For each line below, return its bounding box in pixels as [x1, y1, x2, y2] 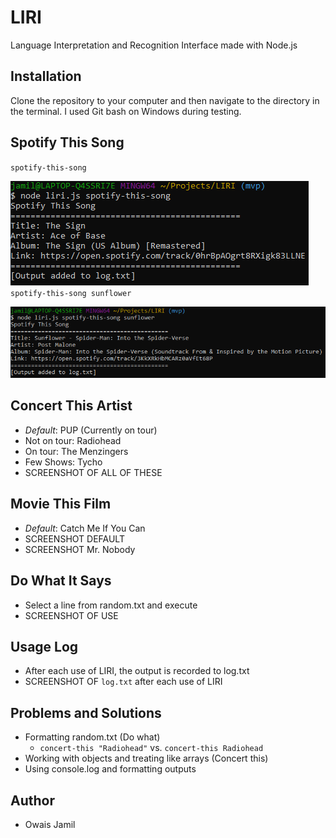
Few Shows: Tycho [24, 456, 103, 468]
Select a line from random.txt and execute [24, 599, 198, 611]
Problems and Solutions [10, 704, 162, 721]
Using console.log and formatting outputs [24, 763, 197, 775]
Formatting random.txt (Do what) [24, 731, 161, 743]
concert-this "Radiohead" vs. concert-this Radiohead [39, 742, 264, 754]
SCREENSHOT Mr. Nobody [24, 543, 136, 555]
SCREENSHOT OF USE [24, 609, 119, 621]
